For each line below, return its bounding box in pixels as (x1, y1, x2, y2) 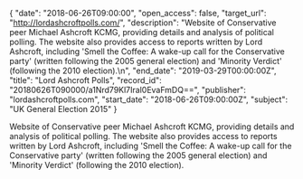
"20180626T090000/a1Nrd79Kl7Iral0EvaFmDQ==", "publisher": (9, 85, 247, 95)
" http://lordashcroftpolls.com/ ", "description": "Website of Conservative (9, 17, 277, 28)
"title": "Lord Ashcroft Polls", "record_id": (9, 75, 163, 85)
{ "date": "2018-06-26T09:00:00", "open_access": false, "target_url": (9, 8, 267, 18)
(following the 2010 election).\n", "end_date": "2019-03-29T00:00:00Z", (9, 65, 278, 76)
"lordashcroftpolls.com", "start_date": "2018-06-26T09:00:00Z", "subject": (9, 94, 288, 105)
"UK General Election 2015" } (9, 104, 118, 114)
